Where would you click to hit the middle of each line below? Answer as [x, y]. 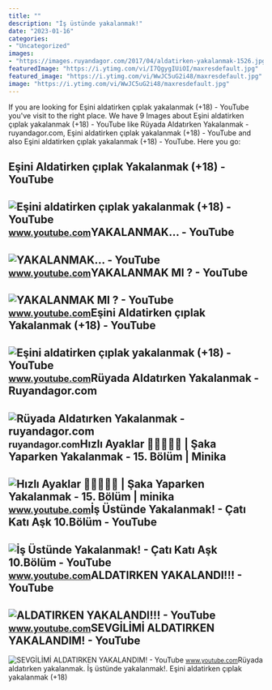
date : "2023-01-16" [41, 31]
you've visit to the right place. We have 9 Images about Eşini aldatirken [126, 115]
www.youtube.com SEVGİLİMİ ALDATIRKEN [112, 628]
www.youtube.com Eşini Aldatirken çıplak [107, 313]
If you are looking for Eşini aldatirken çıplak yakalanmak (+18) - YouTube [129, 107]
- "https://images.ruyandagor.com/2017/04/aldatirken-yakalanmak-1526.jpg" [139, 62]
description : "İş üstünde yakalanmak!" [76, 24]
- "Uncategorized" [39, 46]
